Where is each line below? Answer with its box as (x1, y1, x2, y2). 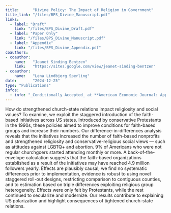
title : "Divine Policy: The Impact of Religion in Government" (5, 7, 154, 13)
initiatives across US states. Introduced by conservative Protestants (19, 117, 161, 123)
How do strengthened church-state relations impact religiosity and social (5, 106, 158, 112)
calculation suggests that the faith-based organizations (25, 155, 141, 161)
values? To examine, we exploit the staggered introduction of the (5, 112, 141, 118)
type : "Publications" (5, 83, 51, 88)
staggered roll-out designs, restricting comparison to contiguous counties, (5, 176, 162, 183)
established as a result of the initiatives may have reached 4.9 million (5, 160, 150, 166)
